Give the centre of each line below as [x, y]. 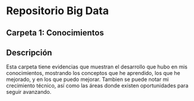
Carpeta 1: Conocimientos [55, 33]
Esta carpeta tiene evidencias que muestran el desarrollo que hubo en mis [97, 67]
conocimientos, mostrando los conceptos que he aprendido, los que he [93, 73]
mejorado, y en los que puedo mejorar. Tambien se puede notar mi [88, 79]
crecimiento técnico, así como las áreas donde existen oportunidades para [97, 86]
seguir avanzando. [29, 92]
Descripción [29, 52]
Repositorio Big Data [58, 11]
